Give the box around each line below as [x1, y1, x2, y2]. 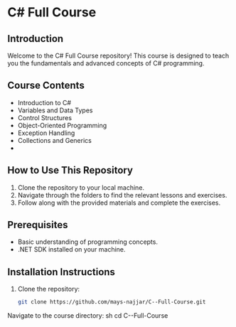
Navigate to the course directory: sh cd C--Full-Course [7, 311, 168, 320]
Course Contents [7, 80, 85, 92]
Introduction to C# [17, 98, 72, 107]
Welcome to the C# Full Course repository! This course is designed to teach [7, 51, 230, 60]
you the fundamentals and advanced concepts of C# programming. [7, 59, 205, 68]
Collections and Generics [17, 136, 92, 144]
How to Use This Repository [7, 164, 134, 176]
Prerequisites [7, 219, 68, 231]
